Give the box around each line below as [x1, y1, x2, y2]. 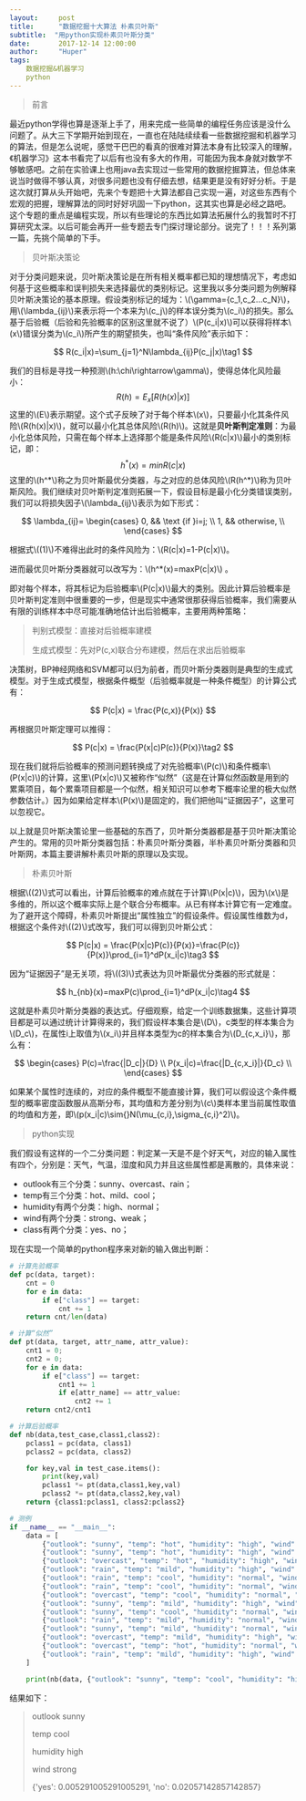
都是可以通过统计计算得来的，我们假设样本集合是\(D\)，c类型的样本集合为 [16, 1017, 294, 1028]
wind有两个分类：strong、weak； [22, 1213, 149, 1224]
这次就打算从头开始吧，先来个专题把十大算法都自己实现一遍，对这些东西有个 [9, 186, 297, 197]
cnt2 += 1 [74, 1397, 112, 1406]
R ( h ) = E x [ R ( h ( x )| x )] [116, 391, 190, 404]
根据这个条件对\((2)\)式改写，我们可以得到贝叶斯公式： [9, 922, 216, 933]
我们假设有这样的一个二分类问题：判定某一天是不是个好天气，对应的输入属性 [9, 1148, 297, 1159]
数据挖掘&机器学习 [25, 65, 85, 74]
